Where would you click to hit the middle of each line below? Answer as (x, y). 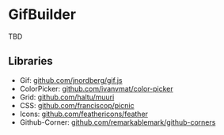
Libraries (30, 61)
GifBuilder (42, 15)
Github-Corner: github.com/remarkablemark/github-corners (118, 122)
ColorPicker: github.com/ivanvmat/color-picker (97, 88)
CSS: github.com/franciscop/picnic (77, 105)
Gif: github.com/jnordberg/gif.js (71, 80)
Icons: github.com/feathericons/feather (84, 114)
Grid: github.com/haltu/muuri (67, 97)
